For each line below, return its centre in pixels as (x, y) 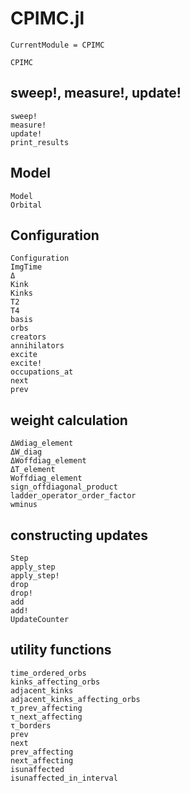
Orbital (26, 205)
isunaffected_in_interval (64, 778)
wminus (24, 505)
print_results (40, 142)
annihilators (37, 346)
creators (28, 337)
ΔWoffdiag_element (48, 461)
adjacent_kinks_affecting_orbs (75, 699)
